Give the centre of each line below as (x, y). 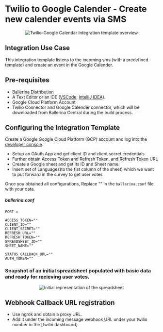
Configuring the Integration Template (63, 127)
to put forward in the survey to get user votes (57, 174)
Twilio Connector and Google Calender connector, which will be (76, 107)
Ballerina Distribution (33, 92)
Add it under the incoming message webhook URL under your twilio (80, 319)
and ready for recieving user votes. (47, 277)
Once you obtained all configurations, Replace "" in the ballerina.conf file (79, 184)
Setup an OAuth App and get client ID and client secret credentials (78, 154)
